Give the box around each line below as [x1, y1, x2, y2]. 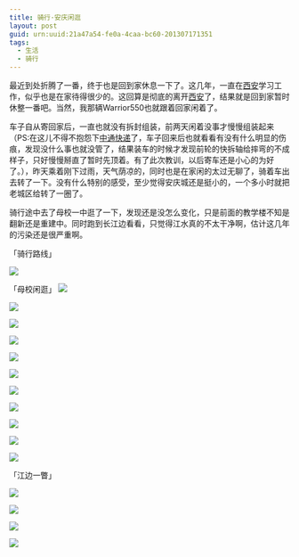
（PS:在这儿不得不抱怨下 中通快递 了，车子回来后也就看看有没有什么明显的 [9, 133, 279, 143]
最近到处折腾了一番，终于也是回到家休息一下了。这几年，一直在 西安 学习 [9, 80, 274, 90]
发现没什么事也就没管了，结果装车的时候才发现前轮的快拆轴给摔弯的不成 [24, 143, 290, 154]
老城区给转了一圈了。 [9, 188, 87, 199]
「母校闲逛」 [9, 284, 56, 294]
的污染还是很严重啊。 [9, 229, 87, 240]
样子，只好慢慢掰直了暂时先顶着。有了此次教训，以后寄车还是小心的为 [9, 155, 267, 165]
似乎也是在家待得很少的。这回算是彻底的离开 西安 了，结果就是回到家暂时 [24, 91, 290, 102]
